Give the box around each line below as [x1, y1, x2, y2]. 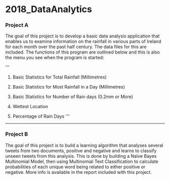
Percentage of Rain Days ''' [12, 113, 70, 119]
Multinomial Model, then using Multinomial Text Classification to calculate [5, 158, 158, 164]
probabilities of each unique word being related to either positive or [5, 163, 146, 170]
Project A [5, 22, 29, 29]
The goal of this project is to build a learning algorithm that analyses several [5, 142, 163, 148]
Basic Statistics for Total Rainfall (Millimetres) [12, 74, 107, 80]
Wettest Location [12, 104, 49, 110]
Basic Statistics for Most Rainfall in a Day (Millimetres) [12, 84, 125, 90]
